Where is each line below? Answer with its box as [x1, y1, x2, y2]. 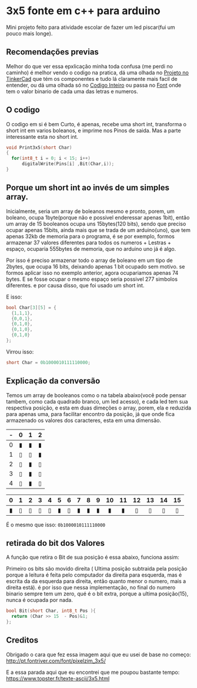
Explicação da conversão [6, 376, 101, 386]
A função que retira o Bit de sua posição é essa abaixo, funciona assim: [6, 553, 179, 561]
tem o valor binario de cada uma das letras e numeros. [6, 87, 138, 95]
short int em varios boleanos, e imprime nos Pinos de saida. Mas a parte [6, 127, 181, 134]
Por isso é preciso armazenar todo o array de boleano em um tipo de [6, 257, 173, 264]
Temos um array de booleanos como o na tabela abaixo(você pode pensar [6, 391, 186, 399]
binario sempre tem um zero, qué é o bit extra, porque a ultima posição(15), [6, 590, 189, 597]
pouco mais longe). [6, 30, 53, 37]
